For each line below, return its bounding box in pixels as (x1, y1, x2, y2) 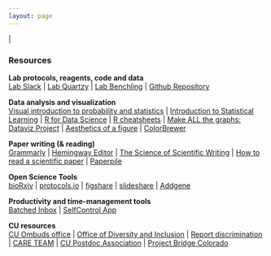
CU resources (8, 220, 56, 230)
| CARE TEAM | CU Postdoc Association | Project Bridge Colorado (8, 237, 229, 248)
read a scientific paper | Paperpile (8, 156, 122, 166)
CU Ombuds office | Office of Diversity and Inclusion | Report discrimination (8, 229, 263, 239)
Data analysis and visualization (8, 97, 116, 106)
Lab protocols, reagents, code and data (8, 72, 144, 82)
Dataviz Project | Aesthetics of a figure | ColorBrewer (8, 123, 186, 132)
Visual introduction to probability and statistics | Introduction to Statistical (8, 106, 255, 115)
